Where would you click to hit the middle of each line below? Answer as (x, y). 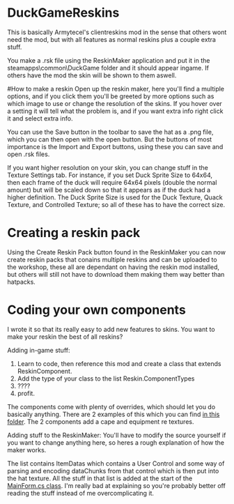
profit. (26, 393)
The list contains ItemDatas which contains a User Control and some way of (116, 463)
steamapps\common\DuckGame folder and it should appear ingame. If (108, 68)
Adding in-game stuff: (39, 350)
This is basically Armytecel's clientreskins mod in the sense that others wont (117, 32)
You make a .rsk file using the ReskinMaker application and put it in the (109, 60)
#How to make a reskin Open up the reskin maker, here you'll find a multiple (116, 89)
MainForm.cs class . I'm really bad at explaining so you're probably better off (117, 485)
